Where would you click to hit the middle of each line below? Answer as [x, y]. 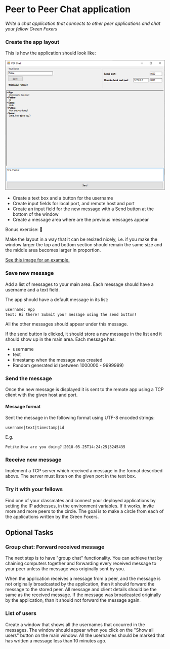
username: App [20, 309]
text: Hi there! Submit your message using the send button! [71, 314]
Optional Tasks [29, 532]
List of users [21, 613]
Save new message [30, 273]
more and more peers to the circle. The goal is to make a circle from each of [84, 511]
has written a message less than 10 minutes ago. [56, 640]
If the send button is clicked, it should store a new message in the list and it [83, 334]
